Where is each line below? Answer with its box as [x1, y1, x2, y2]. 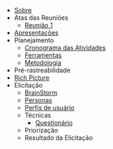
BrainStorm [24, 88, 58, 97]
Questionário [35, 119, 73, 126]
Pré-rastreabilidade [13, 66, 71, 74]
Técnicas [24, 111, 52, 119]
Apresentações [13, 28, 59, 37]
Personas [24, 96, 53, 105]
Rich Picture [13, 73, 49, 82]
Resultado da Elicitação [24, 133, 93, 142]
